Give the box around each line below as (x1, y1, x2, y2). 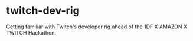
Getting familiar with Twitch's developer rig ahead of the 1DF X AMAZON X (6, 23, 188, 30)
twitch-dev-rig (6, 4, 80, 17)
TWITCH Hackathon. (6, 29, 57, 36)
